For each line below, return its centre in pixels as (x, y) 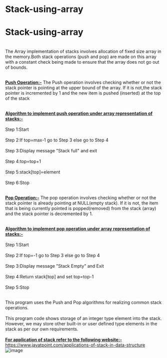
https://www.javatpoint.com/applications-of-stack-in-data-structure (75, 345)
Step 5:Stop (17, 287)
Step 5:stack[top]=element (33, 172)
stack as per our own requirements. (42, 329)
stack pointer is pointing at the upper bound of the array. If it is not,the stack (84, 88)
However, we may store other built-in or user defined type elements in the (81, 324)
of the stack (17, 98)
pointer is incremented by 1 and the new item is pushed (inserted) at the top (83, 93)
